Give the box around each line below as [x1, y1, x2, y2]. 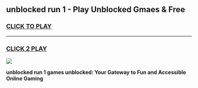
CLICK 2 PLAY [6, 44, 47, 52]
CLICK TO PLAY [6, 22, 52, 31]
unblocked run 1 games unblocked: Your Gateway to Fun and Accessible [6, 69, 187, 76]
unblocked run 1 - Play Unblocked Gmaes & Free [6, 5, 186, 15]
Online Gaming [6, 75, 44, 82]
